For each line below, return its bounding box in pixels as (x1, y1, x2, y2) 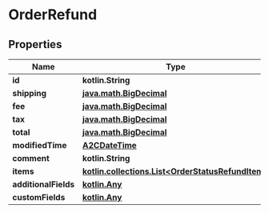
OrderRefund (8, 6, 98, 24)
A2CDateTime (82, 140, 138, 151)
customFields (12, 192, 66, 203)
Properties (8, 38, 62, 51)
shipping (12, 88, 46, 98)
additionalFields (12, 179, 75, 190)
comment (12, 153, 50, 163)
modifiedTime (12, 140, 67, 151)
